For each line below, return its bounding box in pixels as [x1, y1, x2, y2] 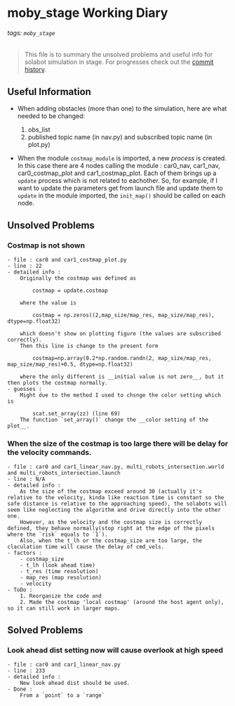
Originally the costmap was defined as [20, 274, 137, 282]
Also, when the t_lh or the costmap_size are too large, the [20, 537, 202, 544]
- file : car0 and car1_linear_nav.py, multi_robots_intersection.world [7, 463, 224, 470]
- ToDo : [7, 586, 33, 593]
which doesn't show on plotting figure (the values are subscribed [20, 330, 221, 337]
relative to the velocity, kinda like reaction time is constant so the [7, 494, 224, 501]
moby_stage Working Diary [7, 5, 168, 21]
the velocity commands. [7, 447, 92, 457]
